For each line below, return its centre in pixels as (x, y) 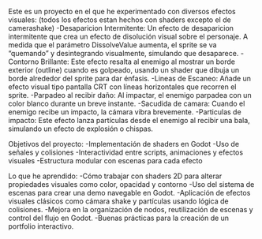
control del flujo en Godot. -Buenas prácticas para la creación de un (119, 218)
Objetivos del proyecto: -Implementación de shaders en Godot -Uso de (124, 144)
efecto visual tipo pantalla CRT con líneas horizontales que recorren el (122, 87)
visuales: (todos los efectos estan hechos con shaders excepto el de (120, 20)
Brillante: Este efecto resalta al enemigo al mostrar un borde (138, 62)
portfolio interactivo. (41, 226)
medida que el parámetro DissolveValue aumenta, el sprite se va (112, 45)
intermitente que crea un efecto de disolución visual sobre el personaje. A (128, 36)
